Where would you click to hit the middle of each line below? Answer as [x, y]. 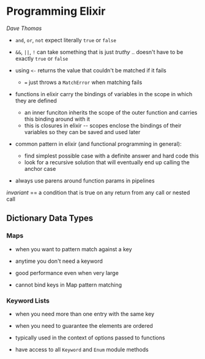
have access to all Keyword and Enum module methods [82, 349]
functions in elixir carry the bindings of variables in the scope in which [104, 94]
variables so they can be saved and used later [82, 132]
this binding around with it [57, 119]
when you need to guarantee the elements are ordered [84, 325]
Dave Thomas [24, 28]
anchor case [40, 168]
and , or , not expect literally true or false [65, 40]
